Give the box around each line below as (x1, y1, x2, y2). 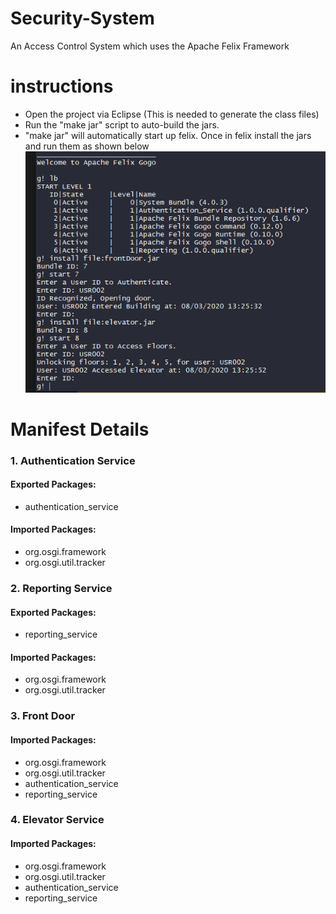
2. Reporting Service (10, 582, 113, 595)
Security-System (10, 7, 155, 30)
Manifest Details (10, 418, 150, 441)
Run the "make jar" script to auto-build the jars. (24, 118, 220, 131)
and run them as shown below (24, 140, 150, 152)
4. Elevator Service (10, 813, 105, 827)
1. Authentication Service (10, 453, 136, 467)
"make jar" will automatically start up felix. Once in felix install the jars (24, 129, 312, 141)
